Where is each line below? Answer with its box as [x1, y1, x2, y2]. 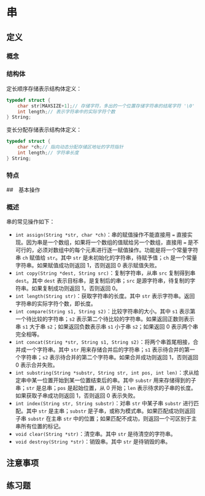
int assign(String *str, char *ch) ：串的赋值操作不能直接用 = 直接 [15, 231, 188, 238]
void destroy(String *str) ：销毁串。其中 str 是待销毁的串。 [15, 438, 171, 445]
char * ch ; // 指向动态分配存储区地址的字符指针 [17, 144, 124, 150]
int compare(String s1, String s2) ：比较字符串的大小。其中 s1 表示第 [15, 308, 196, 315]
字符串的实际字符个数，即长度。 [15, 300, 96, 307]
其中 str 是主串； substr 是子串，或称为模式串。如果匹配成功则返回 [26, 407, 196, 414]
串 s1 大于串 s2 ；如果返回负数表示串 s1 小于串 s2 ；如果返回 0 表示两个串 [15, 323, 198, 330]
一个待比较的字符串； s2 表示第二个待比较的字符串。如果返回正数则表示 [15, 315, 195, 322]
